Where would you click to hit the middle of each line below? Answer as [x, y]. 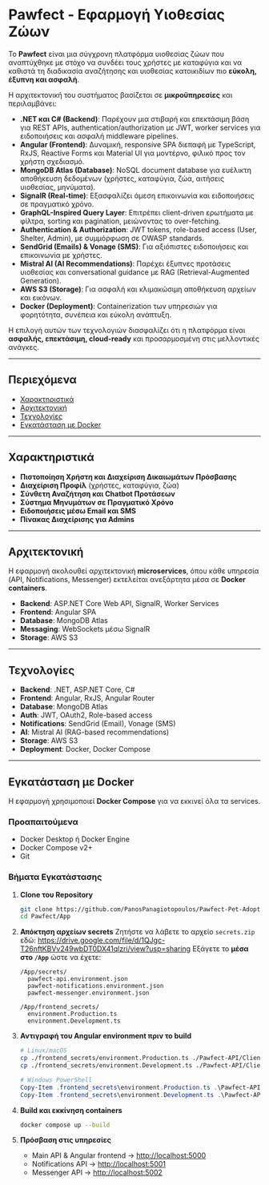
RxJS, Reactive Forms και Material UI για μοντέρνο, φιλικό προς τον [132, 153]
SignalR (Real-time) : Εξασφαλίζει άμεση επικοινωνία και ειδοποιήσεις [137, 195]
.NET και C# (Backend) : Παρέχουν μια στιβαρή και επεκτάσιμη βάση [134, 118]
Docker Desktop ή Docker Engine [75, 839]
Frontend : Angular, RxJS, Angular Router [87, 698]
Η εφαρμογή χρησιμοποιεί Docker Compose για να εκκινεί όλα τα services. [134, 801]
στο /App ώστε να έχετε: [60, 958]
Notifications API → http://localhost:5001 [99, 1164]
